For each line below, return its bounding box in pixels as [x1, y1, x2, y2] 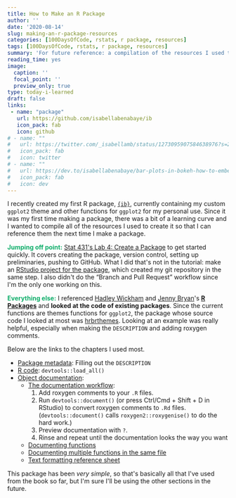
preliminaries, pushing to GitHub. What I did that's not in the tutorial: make [7, 258, 221, 267]
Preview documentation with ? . [38, 426, 128, 435]
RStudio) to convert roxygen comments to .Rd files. [38, 404, 186, 412]
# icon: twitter [7, 154, 61, 162]
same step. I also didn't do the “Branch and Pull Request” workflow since [7, 273, 218, 281]
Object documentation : [17, 373, 84, 382]
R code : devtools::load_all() [17, 366, 105, 375]
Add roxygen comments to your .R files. [38, 388, 154, 397]
